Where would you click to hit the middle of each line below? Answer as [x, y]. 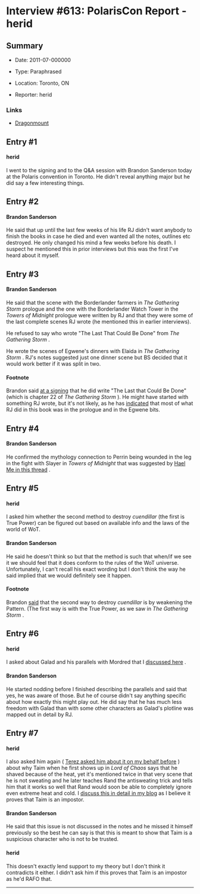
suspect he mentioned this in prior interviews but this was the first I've [92, 249]
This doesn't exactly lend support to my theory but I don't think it [86, 866]
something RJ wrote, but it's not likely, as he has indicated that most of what [100, 403]
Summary [25, 46]
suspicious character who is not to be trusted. [62, 839]
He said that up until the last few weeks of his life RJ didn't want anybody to [99, 230]
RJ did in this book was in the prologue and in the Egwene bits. [83, 410]
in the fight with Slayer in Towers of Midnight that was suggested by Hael [96, 463]
